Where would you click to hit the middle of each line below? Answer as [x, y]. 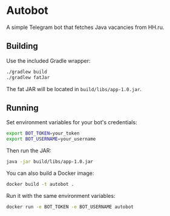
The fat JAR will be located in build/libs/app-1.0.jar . [74, 89]
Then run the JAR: [29, 151]
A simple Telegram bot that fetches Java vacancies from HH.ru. [85, 27]
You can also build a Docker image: [50, 173]
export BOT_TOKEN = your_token [43, 133]
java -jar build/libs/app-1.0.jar [50, 162]
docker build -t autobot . [40, 184]
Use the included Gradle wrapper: [48, 60]
